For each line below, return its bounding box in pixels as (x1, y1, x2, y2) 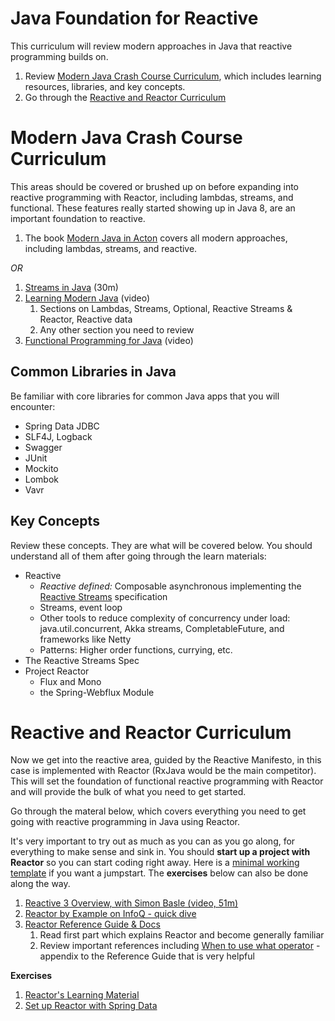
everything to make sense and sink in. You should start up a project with (10, 846, 311, 858)
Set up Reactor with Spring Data (24, 1000, 158, 1012)
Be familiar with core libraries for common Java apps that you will (10, 390, 280, 402)
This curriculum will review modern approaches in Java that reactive (10, 40, 293, 52)
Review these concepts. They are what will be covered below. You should (10, 539, 313, 551)
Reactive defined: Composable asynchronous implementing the (39, 580, 302, 592)
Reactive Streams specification (39, 590, 168, 602)
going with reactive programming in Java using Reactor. (10, 816, 241, 828)
